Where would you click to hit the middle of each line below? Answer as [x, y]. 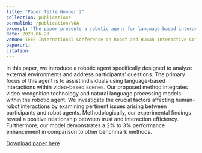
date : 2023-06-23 [28, 34]
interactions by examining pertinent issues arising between [94, 106]
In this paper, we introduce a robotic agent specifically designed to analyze [99, 68]
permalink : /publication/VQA [43, 23]
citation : [19, 51]
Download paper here [33, 143]
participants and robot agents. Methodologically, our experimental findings [99, 112]
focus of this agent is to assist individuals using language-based [86, 80]
